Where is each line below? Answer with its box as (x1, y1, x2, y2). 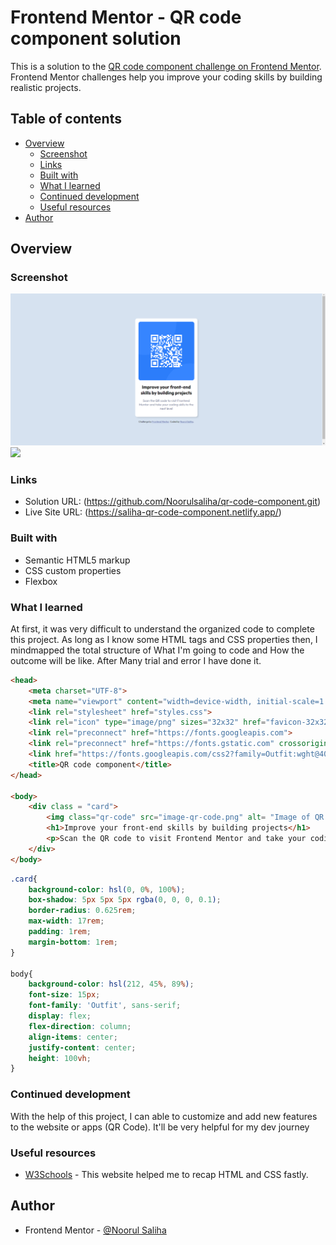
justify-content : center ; (28, 1042, 137, 1053)
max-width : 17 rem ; (28, 916, 105, 926)
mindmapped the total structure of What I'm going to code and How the (10, 644, 305, 656)
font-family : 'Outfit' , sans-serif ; (28, 1001, 182, 1011)
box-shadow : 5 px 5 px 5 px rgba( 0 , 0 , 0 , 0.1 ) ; (28, 895, 222, 905)
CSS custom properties (24, 564, 122, 576)
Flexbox (24, 575, 58, 587)
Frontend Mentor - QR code (10, 6, 242, 29)
